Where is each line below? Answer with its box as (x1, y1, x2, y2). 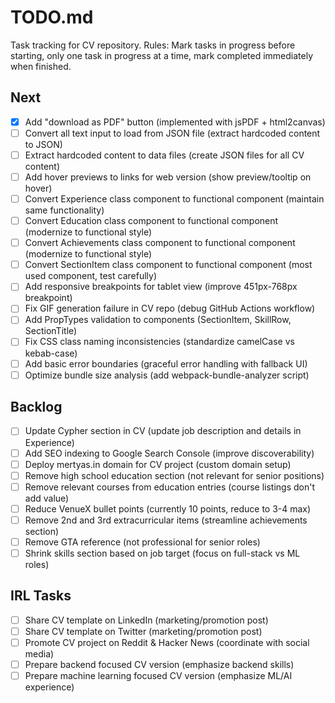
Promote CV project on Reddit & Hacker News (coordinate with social (24, 636, 310, 648)
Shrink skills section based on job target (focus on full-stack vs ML (24, 547, 301, 559)
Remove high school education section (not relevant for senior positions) (24, 469, 325, 481)
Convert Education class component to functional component (24, 215, 279, 227)
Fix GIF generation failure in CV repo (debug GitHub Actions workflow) (24, 302, 316, 315)
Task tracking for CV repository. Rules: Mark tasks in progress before (10, 39, 296, 51)
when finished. (10, 60, 72, 72)
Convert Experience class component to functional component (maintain (24, 193, 325, 205)
